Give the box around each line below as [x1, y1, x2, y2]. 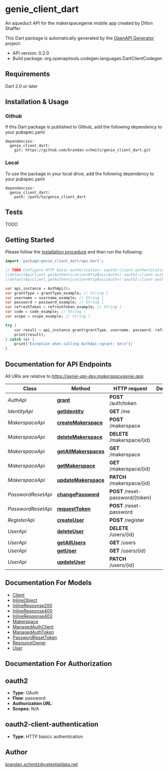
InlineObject [12, 597, 37, 603]
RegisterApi [7, 516, 35, 523]
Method [71, 385, 90, 392]
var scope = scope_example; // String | [5, 314, 91, 319]
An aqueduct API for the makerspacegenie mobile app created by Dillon [5, 20, 153, 26]
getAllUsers [56, 539, 86, 546]
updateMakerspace [56, 476, 104, 483]
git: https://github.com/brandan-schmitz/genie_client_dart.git [14, 147, 151, 153]
